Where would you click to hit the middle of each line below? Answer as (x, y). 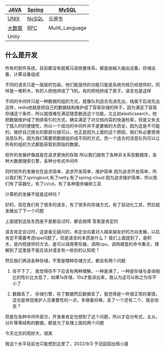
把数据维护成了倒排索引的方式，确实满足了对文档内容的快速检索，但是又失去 (82, 120)
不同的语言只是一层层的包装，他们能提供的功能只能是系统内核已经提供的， (80, 84)
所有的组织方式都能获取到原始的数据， (44, 144)
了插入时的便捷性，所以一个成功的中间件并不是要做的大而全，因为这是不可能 (82, 126)
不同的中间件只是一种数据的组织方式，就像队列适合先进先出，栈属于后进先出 (82, 101)
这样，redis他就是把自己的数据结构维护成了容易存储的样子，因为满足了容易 (81, 107)
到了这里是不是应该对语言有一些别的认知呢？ (54, 250)
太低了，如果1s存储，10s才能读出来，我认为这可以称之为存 (93, 277)
